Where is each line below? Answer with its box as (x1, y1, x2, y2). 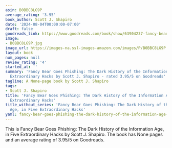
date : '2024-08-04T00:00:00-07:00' (5, 21, 81, 27)
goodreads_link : (5, 31, 40, 36)
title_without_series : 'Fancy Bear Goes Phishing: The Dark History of (5, 103, 161, 108)
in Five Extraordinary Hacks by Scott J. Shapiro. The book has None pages (5, 131, 163, 137)
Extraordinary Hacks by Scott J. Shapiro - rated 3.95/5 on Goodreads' (10, 74, 166, 79)
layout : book (5, 50, 33, 55)
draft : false (5, 27, 33, 32)
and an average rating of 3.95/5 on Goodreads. (5, 136, 105, 143)
